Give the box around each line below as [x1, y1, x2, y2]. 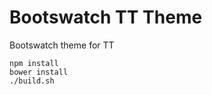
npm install [9, 58, 59, 68]
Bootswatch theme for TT [9, 39, 115, 51]
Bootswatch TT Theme [9, 6, 203, 29]
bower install [9, 67, 69, 77]
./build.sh [9, 76, 55, 86]
